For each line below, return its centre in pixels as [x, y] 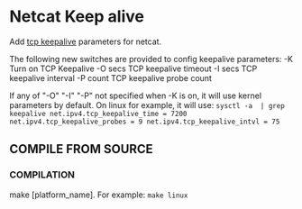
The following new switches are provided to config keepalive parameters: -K [151, 59]
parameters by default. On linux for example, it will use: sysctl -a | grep [147, 104]
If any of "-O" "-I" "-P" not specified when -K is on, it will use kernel [136, 95]
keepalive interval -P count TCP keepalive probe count [110, 77]
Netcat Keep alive [77, 17]
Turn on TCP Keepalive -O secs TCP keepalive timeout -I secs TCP [133, 68]
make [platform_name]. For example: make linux [99, 195]
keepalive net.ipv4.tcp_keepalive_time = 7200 [98, 114]
